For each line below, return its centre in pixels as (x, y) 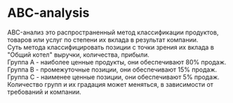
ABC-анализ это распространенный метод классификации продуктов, (113, 32)
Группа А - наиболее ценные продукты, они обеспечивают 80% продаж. (117, 62)
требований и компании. (45, 92)
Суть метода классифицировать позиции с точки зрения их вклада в (111, 47)
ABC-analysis (48, 13)
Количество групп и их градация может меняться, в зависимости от (111, 84)
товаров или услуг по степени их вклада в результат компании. (103, 39)
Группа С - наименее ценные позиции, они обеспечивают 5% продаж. (113, 77)
